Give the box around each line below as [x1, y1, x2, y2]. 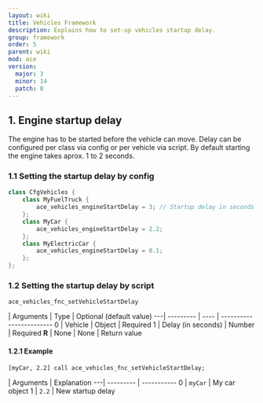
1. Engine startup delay [8, 113, 122, 126]
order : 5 [8, 41, 37, 49]
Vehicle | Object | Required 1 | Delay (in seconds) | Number [64, 320, 255, 330]
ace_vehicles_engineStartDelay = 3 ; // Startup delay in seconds [36, 203, 255, 211]
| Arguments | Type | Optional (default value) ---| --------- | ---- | [8, 312, 220, 321]
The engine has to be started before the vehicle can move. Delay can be [8, 134, 242, 144]
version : [8, 63, 37, 71]
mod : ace [8, 56, 37, 64]
